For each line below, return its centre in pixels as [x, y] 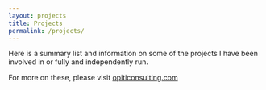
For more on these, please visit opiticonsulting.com [94, 78]
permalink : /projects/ [46, 31]
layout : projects [37, 16]
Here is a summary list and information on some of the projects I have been [133, 54]
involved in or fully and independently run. [79, 62]
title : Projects [35, 23]
